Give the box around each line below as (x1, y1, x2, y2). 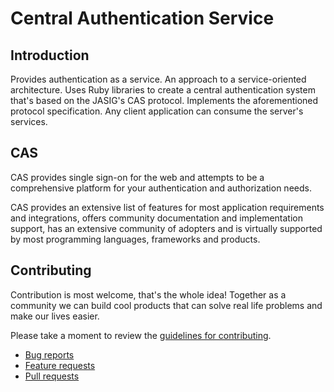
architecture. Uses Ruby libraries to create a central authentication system (10, 84, 316, 96)
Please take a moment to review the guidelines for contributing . (10, 329, 272, 341)
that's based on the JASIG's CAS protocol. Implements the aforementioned (10, 95, 319, 106)
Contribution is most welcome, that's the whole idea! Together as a (10, 288, 287, 301)
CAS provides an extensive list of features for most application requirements (10, 201, 325, 213)
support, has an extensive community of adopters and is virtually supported (10, 222, 323, 234)
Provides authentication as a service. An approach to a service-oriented (10, 73, 307, 85)
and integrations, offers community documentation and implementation (10, 212, 303, 224)
